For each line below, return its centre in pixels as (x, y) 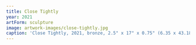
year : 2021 (19, 17)
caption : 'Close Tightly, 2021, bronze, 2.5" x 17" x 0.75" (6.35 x (91, 33)
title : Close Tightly (32, 11)
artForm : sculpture (30, 22)
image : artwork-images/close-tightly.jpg (57, 28)
